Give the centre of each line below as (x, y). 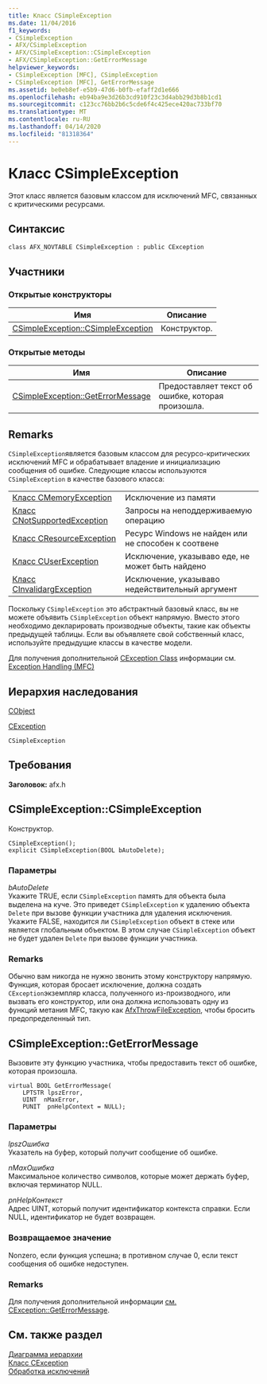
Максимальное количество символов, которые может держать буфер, (129, 1176)
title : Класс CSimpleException (60, 16)
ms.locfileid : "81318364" (51, 134)
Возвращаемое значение (60, 1237)
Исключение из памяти (170, 498)
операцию (145, 521)
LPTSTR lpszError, (53, 1093)
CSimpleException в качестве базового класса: (87, 479)
